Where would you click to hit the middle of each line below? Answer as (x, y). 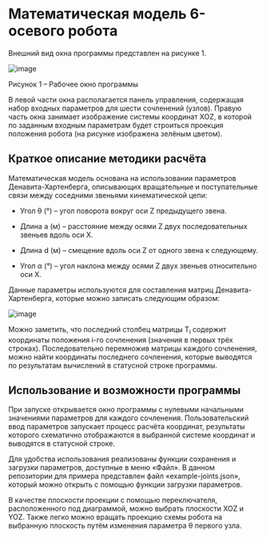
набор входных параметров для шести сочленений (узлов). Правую (125, 108)
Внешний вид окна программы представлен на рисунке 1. (107, 53)
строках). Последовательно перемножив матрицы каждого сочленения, (133, 348)
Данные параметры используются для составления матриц (111, 290)
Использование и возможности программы (125, 390)
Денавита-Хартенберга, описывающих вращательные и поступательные (133, 187)
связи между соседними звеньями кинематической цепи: (108, 195)
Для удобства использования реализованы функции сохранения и (122, 459)
